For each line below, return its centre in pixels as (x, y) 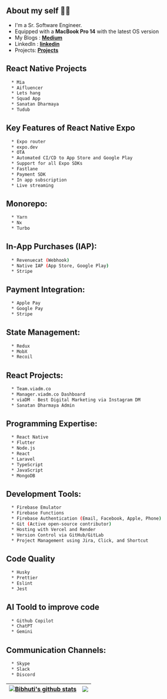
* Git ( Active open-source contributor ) (61, 524)
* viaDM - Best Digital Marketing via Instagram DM (76, 400)
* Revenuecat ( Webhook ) (40, 260)
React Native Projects (46, 69)
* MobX (19, 351)
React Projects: (35, 375)
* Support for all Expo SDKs (47, 164)
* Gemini (22, 632)
